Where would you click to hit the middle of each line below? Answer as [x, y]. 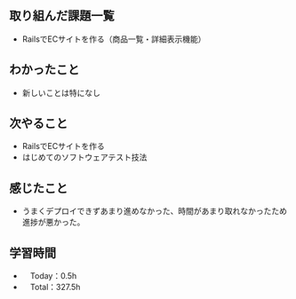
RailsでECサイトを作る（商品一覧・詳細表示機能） [114, 39]
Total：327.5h [55, 287]
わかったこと [44, 70]
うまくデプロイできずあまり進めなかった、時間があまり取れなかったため [154, 211]
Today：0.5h [53, 276]
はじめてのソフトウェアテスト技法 [84, 157]
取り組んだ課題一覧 [62, 16]
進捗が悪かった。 [53, 222]
